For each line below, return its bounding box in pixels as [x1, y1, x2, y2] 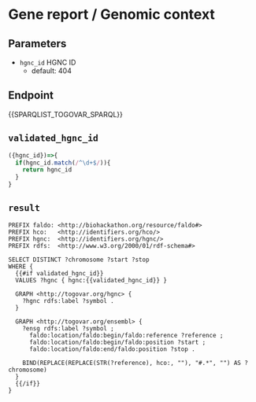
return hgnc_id [22, 166, 72, 174]
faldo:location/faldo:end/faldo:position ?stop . [28, 345, 195, 353]
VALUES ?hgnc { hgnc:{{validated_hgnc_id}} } [15, 276, 168, 284]
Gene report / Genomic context [8, 6, 215, 24]
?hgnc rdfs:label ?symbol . [22, 297, 114, 304]
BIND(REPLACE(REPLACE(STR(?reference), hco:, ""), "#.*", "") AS [22, 359, 242, 367]
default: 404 [31, 66, 72, 76]
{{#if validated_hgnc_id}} [15, 269, 104, 277]
